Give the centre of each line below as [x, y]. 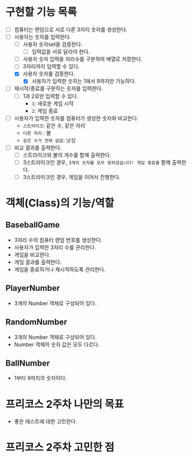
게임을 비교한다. [32, 254]
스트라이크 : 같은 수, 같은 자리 [54, 125]
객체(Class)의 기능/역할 [60, 203]
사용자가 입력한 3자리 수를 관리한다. [55, 247]
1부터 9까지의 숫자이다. [40, 378]
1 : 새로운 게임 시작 [53, 103]
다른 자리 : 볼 [37, 132]
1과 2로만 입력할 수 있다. [51, 96]
